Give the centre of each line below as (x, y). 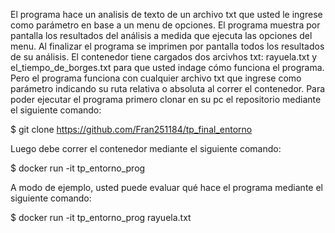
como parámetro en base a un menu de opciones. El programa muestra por (165, 25)
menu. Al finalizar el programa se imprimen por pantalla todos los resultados (167, 46)
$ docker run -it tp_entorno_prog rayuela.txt (101, 217)
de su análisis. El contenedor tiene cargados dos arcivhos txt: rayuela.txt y (164, 57)
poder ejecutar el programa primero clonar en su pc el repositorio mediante (166, 99)
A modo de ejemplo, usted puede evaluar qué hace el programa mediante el (166, 187)
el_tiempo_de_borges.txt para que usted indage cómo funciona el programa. (167, 67)
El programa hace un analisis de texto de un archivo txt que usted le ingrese (166, 14)
